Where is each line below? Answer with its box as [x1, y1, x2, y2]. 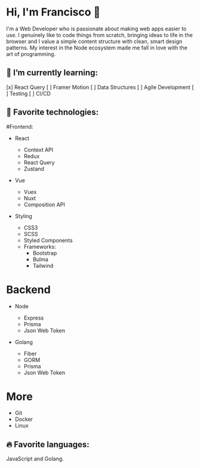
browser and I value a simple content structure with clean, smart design [6, 38, 183, 45]
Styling [14, 212, 33, 219]
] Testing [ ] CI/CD [6, 89, 51, 97]
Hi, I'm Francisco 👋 [6, 5, 101, 19]
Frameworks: [23, 243, 56, 250]
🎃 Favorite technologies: [6, 107, 99, 117]
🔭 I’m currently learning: [6, 68, 99, 78]
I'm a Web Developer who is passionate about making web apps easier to [6, 25, 187, 32]
